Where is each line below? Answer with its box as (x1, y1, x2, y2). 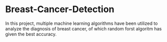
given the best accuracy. (5, 31, 57, 37)
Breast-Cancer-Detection (5, 4, 115, 15)
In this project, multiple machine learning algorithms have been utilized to (5, 20, 158, 26)
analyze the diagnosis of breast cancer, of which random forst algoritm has (5, 25, 162, 31)
